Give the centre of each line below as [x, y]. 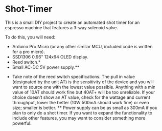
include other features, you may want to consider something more [79, 118]
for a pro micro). [28, 52]
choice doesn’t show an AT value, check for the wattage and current [81, 97]
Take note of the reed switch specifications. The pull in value [73, 76]
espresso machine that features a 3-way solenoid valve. [62, 27]
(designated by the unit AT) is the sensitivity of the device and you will [83, 82]
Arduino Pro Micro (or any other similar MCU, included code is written [82, 46]
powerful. [22, 123]
